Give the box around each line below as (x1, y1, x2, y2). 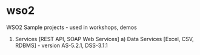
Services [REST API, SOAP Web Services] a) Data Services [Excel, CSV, (15, 35, 194, 42)
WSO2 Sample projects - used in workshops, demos (6, 24, 138, 31)
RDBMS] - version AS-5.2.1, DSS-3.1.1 (15, 42, 108, 49)
